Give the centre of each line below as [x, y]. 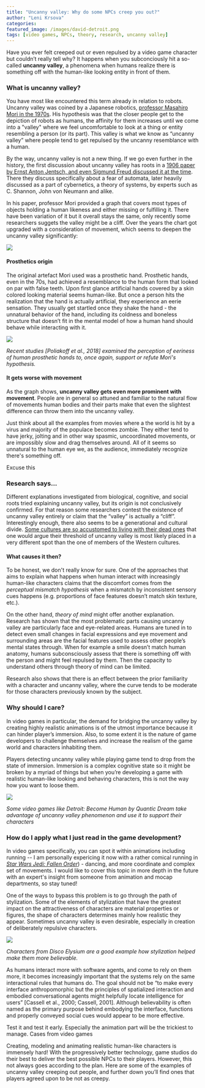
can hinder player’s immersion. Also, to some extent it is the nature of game [102, 734]
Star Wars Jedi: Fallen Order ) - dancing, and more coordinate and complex [101, 864]
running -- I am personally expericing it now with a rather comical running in [102, 857]
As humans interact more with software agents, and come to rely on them [99, 969]
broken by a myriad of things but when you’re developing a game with [95, 772]
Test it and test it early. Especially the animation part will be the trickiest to [100, 1027]
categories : [21, 23]
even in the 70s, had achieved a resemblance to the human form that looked [102, 282]
